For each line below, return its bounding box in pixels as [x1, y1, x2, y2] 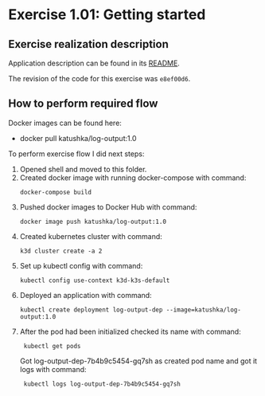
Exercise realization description [8, 37, 169, 51]
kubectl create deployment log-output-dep [19, 305, 163, 314]
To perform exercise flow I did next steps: [8, 149, 145, 159]
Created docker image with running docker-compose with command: [19, 173, 247, 182]
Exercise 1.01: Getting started [8, 6, 206, 24]
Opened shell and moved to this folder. [19, 164, 147, 174]
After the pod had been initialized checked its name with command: [19, 327, 241, 336]
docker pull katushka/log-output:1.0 [19, 133, 137, 143]
